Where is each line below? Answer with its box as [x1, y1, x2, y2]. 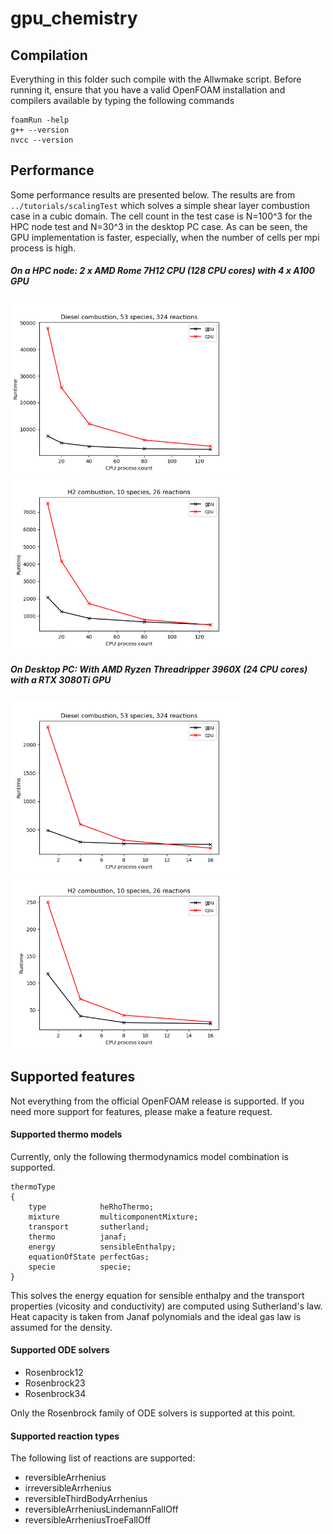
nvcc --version [10, 135, 74, 145]
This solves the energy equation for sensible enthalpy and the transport [10, 1289, 305, 1301]
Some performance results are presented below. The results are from [10, 188, 296, 201]
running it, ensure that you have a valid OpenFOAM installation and [10, 84, 286, 96]
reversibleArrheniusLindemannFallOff [24, 1503, 179, 1516]
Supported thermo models [10, 1128, 123, 1141]
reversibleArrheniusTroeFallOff [24, 1514, 152, 1526]
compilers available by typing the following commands [10, 95, 235, 106]
